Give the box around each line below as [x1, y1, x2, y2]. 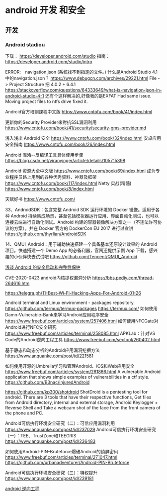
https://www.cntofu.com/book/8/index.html [5, 186, 94, 192]
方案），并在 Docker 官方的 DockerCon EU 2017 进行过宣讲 [13, 225, 133, 231]
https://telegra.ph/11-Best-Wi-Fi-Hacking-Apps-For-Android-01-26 [5, 290, 142, 296]
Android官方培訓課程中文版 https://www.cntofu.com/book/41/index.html [5, 108, 153, 114]
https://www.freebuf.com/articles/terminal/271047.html [5, 454, 118, 460]
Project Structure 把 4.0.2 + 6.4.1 [9, 81, 76, 87]
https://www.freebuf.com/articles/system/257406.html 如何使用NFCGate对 [5, 318, 159, 324]
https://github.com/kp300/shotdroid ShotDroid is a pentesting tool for [5, 389, 148, 395]
